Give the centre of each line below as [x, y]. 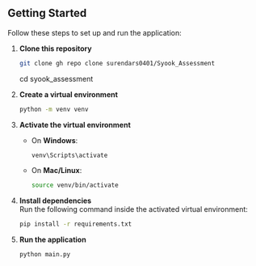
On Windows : [55, 140]
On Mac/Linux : [57, 171]
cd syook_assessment [56, 78]
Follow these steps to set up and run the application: [95, 32]
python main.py [45, 255]
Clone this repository [55, 49]
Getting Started [47, 13]
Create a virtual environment [69, 94]
